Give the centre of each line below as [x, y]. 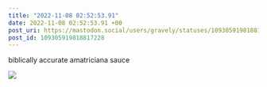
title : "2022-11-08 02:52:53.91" [64, 15]
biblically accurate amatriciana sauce [69, 60]
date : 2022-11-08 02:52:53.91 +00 [66, 23]
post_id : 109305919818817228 [56, 38]
